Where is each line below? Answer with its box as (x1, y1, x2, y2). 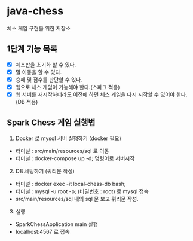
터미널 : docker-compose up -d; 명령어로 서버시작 (15, 154, 135, 162)
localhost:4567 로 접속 (15, 228, 71, 235)
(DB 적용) (15, 99, 38, 106)
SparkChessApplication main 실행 (15, 220, 98, 228)
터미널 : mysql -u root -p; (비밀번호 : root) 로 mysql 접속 (15, 187, 149, 195)
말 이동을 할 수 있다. (15, 68, 62, 75)
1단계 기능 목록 (7, 44, 57, 54)
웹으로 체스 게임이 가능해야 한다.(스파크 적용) (15, 83, 120, 90)
